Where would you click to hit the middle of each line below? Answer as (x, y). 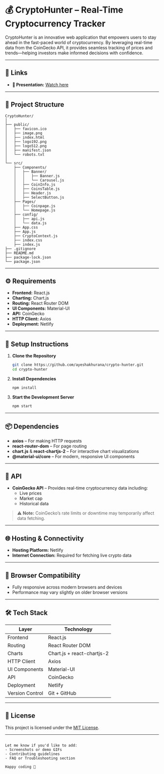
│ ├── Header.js (32, 193)
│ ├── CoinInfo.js (35, 185)
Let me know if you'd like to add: (41, 745)
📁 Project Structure (35, 105)
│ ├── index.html (25, 137)
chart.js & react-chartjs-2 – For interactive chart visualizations (75, 451)
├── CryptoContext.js (36, 236)
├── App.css (26, 227)
